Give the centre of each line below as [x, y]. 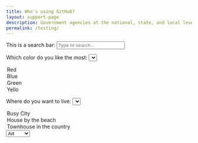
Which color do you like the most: [47, 58]
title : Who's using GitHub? [41, 11]
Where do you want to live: [39, 101]
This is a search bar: [31, 45]
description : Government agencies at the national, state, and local [93, 22]
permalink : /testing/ [33, 28]
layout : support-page [33, 17]
